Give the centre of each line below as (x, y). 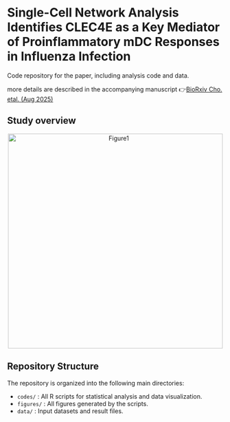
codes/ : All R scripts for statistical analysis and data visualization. (110, 396)
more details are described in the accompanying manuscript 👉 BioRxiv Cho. (115, 89)
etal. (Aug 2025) (30, 99)
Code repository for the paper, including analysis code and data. (98, 75)
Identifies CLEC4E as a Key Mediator (114, 27)
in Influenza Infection (69, 57)
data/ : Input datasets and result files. (70, 411)
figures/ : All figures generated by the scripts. (83, 403)
